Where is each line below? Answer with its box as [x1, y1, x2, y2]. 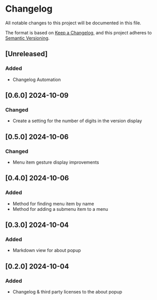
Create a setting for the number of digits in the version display [12, 118, 142, 124]
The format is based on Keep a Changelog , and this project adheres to [5, 29, 152, 35]
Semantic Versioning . [5, 35, 50, 41]
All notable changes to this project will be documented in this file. [5, 20, 142, 26]
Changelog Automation [12, 77, 61, 83]
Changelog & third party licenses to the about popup [12, 289, 123, 295]
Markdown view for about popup [12, 247, 81, 253]
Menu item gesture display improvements [12, 159, 99, 165]
